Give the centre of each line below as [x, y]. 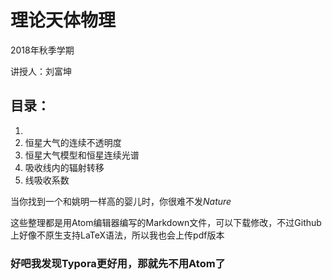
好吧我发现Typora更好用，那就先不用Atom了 [118, 263]
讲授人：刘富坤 [41, 71]
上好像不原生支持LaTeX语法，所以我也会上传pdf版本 [117, 235]
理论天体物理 [63, 20]
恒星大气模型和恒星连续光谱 [82, 155]
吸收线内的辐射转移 [64, 167]
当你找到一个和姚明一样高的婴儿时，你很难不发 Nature [121, 201]
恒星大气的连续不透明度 [73, 142]
